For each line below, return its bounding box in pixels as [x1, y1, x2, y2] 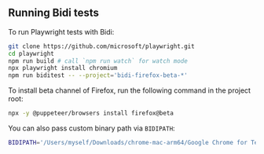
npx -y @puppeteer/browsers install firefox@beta [8, 109, 174, 117]
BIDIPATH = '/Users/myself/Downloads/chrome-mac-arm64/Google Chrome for [8, 139, 247, 147]
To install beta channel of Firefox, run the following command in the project [8, 86, 251, 95]
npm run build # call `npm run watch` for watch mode [8, 57, 189, 65]
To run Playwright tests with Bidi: [8, 27, 115, 36]
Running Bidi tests [8, 6, 100, 20]
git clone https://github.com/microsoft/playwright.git [8, 42, 195, 50]
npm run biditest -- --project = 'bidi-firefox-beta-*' [8, 71, 189, 79]
